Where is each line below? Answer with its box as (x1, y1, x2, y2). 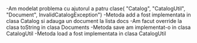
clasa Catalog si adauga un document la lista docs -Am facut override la (6, 18, 182, 24)
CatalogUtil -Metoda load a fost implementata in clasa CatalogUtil (6, 30, 166, 37)
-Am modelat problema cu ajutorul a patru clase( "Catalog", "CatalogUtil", (6, 5, 186, 12)
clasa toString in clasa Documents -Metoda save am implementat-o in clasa (6, 24, 191, 31)
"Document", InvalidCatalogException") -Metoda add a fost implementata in (6, 11, 191, 18)
